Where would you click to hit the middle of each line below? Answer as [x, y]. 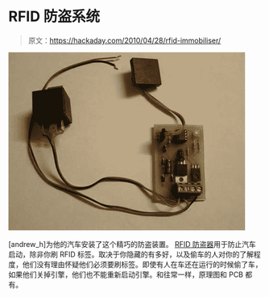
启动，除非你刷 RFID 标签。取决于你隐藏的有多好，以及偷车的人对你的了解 [131, 254]
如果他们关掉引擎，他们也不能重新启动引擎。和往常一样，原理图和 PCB [126, 274]
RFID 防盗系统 [54, 17]
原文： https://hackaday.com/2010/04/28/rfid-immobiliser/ [124, 40]
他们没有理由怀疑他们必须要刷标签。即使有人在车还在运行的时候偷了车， [142, 264]
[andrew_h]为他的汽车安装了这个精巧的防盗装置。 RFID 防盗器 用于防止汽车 [132, 244]
